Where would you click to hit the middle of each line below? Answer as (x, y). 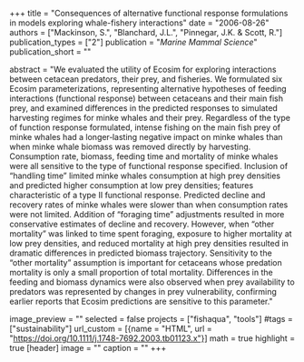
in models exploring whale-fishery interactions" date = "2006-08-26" (139, 23)
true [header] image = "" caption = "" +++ (88, 348)
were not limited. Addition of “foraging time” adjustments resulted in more (147, 214)
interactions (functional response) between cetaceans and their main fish (147, 98)
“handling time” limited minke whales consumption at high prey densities (145, 176)
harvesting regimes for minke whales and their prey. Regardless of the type (150, 118)
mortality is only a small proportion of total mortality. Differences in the (142, 272)
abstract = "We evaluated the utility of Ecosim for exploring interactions (143, 69)
